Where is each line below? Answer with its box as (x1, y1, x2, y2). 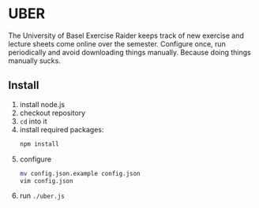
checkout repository (19, 108, 85, 117)
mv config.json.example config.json (19, 169, 141, 177)
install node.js (19, 99, 66, 109)
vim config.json (19, 176, 73, 185)
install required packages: (19, 124, 104, 134)
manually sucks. (8, 56, 61, 65)
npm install (19, 139, 59, 148)
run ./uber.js (19, 191, 65, 201)
